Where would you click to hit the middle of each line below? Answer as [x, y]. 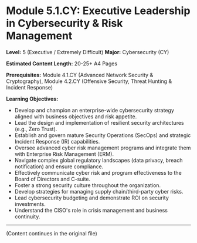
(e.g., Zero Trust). [36, 129]
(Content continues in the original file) [52, 233]
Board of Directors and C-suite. [52, 179]
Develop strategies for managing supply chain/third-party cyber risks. [99, 191]
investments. [30, 204]
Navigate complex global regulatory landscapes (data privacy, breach [98, 160]
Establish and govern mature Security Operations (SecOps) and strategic [103, 135]
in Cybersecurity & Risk [64, 23]
